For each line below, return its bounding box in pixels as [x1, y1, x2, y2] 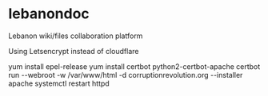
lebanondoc [8, 5, 90, 23]
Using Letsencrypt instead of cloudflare [8, 46, 139, 56]
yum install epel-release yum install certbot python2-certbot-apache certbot [8, 61, 261, 71]
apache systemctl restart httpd [8, 79, 110, 88]
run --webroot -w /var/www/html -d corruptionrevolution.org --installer [8, 70, 243, 79]
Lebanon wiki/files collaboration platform [8, 31, 143, 40]
